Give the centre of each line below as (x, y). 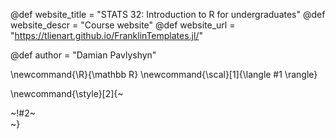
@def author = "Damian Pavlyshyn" (83, 55)
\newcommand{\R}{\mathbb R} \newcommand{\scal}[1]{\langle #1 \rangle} (164, 74)
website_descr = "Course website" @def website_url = (123, 25)
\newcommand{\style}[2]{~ (67, 93)
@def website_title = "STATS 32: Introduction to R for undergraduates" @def (168, 14)
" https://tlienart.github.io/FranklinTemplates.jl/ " (106, 35)
